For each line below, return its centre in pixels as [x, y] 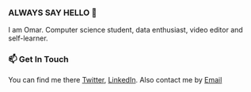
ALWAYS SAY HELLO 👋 [53, 13]
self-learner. [29, 38]
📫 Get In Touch [38, 59]
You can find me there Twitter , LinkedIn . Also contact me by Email [115, 79]
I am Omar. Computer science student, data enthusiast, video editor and [125, 30]
